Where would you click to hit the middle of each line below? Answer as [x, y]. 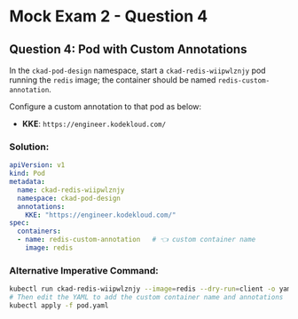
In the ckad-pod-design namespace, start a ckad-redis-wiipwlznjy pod [137, 70]
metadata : [27, 182]
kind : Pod [27, 174]
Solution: [29, 147]
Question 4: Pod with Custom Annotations [128, 49]
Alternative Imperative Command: [84, 270]
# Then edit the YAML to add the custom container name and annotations [146, 298]
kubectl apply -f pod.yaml [59, 305]
